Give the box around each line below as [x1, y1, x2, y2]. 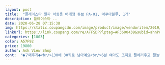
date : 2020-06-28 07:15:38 [5, 21, 60, 26]
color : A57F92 [5, 39, 34, 44]
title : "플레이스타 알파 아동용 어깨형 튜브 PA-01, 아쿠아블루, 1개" [5, 12, 131, 17]
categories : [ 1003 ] [5, 35, 45, 40]
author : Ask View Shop [5, 48, 52, 53]
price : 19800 [5, 43, 32, 48]
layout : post [5, 7, 32, 12]
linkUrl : [5, 30, 23, 35]
